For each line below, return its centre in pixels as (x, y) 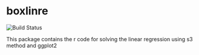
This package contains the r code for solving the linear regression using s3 (99, 39)
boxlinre (27, 11)
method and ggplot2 (32, 45)
